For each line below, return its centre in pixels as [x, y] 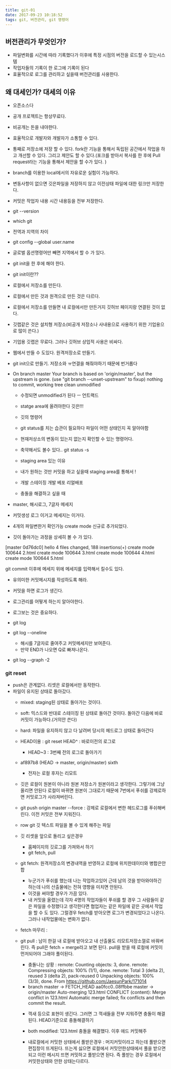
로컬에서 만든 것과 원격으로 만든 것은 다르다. [56, 296]
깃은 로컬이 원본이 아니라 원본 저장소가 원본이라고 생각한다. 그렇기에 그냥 [92, 784]
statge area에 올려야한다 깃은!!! [52, 406]
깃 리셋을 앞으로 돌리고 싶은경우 [52, 836]
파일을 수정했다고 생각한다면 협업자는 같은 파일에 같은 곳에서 [93, 906]
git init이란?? [26, 274]
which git [22, 221]
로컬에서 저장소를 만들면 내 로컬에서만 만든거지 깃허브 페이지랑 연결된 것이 [86, 307]
